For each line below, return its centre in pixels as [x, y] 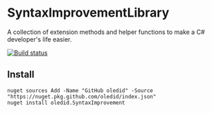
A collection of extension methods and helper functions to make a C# [106, 32]
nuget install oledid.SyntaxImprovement [67, 103]
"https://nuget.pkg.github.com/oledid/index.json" [82, 96]
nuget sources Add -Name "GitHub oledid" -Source [80, 90]
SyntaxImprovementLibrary [88, 13]
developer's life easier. [39, 39]
